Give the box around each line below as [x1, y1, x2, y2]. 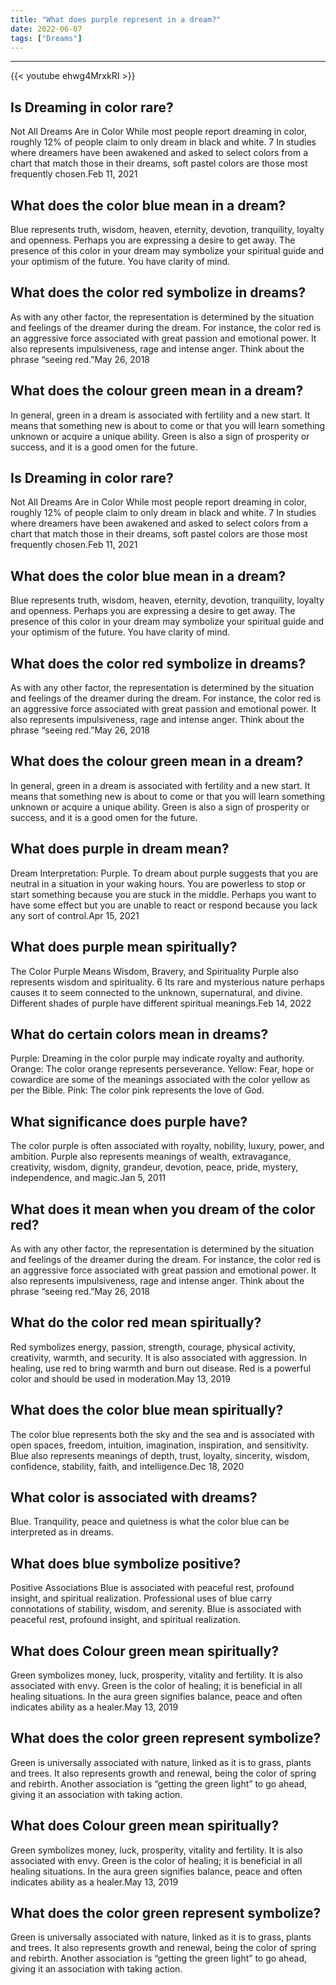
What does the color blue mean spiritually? [10, 1402, 284, 1419]
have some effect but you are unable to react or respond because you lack [10, 899, 318, 911]
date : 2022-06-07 [10, 24, 83, 34]
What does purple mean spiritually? [10, 939, 238, 956]
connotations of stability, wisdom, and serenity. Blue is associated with [10, 1603, 302, 1615]
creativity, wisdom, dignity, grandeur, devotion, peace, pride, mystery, [10, 1161, 299, 1173]
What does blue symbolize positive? [10, 1555, 242, 1572]
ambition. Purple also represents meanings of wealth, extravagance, [10, 1151, 292, 1163]
